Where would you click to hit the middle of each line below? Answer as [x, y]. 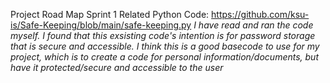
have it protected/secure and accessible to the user [117, 67]
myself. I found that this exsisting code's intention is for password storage [163, 35]
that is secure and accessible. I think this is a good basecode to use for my [165, 46]
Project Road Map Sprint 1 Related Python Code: [110, 14]
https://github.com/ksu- [260, 14]
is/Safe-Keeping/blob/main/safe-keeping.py [101, 25]
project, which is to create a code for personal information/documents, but [164, 57]
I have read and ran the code [253, 25]
